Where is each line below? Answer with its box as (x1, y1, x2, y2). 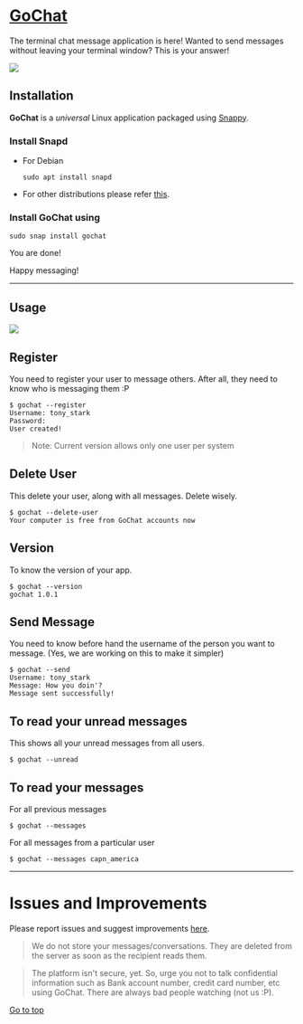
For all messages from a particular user (9, 838, 155, 849)
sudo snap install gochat (9, 232, 106, 241)
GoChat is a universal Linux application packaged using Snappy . (9, 112, 250, 123)
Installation (9, 88, 74, 104)
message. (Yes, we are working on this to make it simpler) (9, 648, 225, 659)
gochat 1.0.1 (9, 590, 59, 599)
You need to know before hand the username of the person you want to (9, 639, 275, 649)
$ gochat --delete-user (9, 507, 99, 517)
